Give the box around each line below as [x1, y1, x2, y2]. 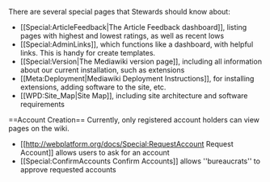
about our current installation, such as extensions [19, 65, 185, 75]
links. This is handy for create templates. [19, 48, 156, 57]
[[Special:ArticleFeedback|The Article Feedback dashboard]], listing [19, 23, 247, 31]
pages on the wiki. [8, 124, 70, 133]
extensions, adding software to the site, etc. [19, 82, 167, 92]
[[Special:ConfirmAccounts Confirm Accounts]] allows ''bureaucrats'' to [19, 156, 261, 166]
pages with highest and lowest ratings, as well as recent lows [19, 31, 225, 40]
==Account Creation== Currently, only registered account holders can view [8, 115, 260, 124]
